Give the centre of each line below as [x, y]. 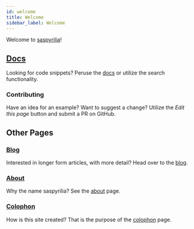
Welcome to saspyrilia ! [34, 40]
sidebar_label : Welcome [36, 23]
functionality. [22, 79]
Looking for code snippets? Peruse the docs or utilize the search [86, 73]
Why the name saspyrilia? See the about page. [63, 191]
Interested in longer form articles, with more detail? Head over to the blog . [97, 163]
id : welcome [21, 12]
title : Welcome [25, 17]
